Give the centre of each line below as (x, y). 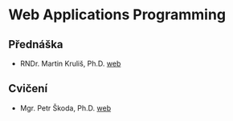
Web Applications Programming (117, 15)
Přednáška (36, 44)
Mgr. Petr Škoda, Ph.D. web (65, 108)
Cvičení (28, 89)
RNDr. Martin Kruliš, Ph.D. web (70, 63)
